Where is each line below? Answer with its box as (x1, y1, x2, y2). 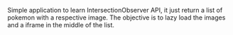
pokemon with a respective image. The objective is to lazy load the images (7, 13, 226, 22)
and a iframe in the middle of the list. (7, 21, 115, 29)
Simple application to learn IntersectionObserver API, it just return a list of (7, 6, 223, 14)
